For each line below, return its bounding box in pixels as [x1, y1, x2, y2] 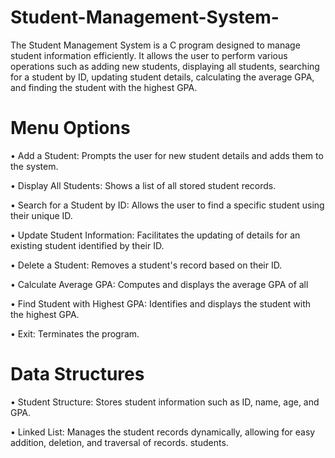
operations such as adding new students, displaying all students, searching [10, 60, 320, 72]
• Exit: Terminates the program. [10, 327, 140, 340]
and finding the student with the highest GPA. [10, 81, 198, 93]
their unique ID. [10, 209, 73, 221]
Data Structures [10, 363, 145, 386]
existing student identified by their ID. [10, 239, 165, 251]
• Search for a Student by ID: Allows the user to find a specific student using [10, 199, 325, 211]
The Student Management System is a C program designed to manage [10, 39, 301, 51]
